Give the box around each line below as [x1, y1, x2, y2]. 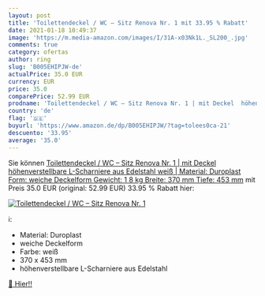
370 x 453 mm [19, 255, 67, 264]
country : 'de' [8, 107, 55, 115]
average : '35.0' [8, 136, 62, 144]
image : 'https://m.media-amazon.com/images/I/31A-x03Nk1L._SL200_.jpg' [8, 33, 248, 42]
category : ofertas [8, 48, 69, 56]
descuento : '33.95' [8, 129, 73, 137]
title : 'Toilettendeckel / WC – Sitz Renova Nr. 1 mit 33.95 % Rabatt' [8, 19, 248, 27]
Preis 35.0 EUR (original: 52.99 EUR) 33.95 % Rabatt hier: [8, 183, 195, 193]
